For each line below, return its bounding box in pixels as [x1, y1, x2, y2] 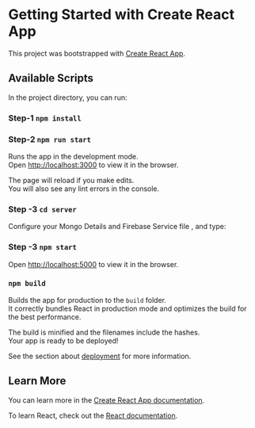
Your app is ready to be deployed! [8, 335, 119, 346]
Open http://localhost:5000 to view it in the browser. [8, 259, 179, 269]
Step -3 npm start [8, 242, 77, 253]
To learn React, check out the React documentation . [8, 411, 178, 420]
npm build [8, 279, 46, 289]
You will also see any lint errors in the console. [8, 184, 160, 193]
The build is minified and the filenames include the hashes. [8, 327, 200, 337]
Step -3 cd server [8, 204, 77, 215]
